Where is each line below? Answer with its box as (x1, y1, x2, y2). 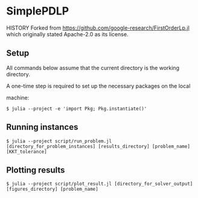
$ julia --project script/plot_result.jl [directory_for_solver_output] (6, 181, 193, 187)
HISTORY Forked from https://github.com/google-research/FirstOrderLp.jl (6, 24, 190, 31)
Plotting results (6, 165, 65, 175)
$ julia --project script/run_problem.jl (6, 138, 112, 144)
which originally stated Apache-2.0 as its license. (6, 30, 129, 37)
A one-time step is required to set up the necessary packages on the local (6, 82, 191, 89)
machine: (6, 94, 30, 101)
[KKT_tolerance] (6, 148, 47, 155)
